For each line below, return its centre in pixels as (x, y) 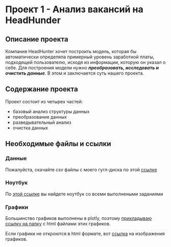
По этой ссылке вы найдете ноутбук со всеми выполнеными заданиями (84, 194)
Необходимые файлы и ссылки (58, 144)
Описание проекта (37, 39)
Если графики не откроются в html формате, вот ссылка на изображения (85, 234)
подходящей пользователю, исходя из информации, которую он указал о (86, 62)
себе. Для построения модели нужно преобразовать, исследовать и (82, 68)
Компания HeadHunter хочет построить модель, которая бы (71, 51)
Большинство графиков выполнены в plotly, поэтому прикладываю (79, 218)
